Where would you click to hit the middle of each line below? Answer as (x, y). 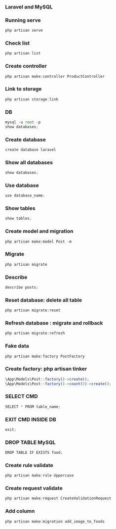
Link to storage (23, 89)
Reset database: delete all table (44, 300)
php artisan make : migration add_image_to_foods (55, 521)
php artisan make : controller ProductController (55, 76)
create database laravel (31, 149)
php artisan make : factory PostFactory (45, 356)
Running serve (23, 20)
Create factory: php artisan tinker (46, 369)
